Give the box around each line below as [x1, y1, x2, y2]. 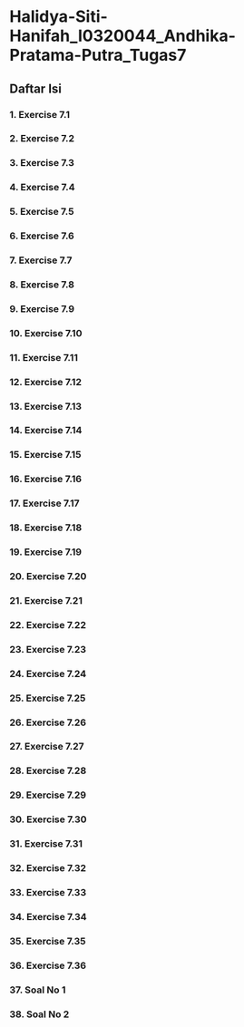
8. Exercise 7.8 [9, 278, 75, 291]
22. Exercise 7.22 [9, 618, 86, 631]
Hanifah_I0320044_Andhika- [9, 25, 236, 46]
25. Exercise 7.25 [9, 692, 86, 704]
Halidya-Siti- [9, 6, 109, 27]
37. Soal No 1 [9, 983, 66, 996]
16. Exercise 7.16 [9, 473, 83, 486]
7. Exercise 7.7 [9, 254, 73, 266]
